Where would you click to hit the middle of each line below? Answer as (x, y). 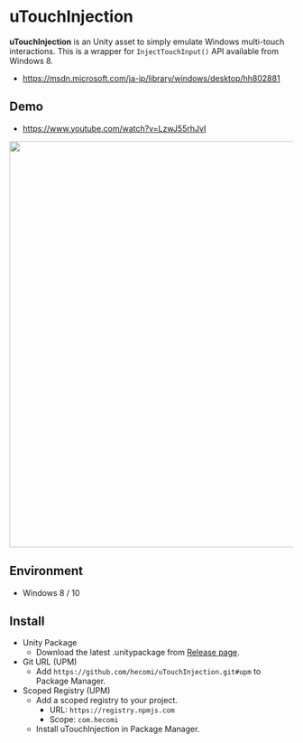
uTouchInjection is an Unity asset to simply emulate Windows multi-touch (147, 42)
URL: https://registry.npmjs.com (112, 710)
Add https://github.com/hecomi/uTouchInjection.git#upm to (148, 672)
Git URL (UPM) (50, 662)
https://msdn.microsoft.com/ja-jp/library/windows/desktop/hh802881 (151, 78)
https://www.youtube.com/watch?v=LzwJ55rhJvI (114, 128)
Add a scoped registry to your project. (107, 701)
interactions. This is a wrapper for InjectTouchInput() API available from (144, 51)
